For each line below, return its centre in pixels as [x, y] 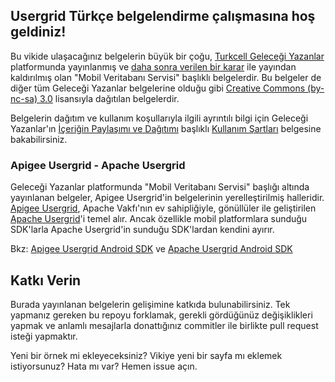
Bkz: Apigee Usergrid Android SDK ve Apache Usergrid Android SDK [151, 249]
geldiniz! [38, 32]
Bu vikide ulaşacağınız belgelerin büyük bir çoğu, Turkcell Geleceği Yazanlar [167, 56]
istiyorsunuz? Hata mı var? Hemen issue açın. [104, 366]
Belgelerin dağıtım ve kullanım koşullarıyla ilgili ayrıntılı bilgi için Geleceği [159, 118]
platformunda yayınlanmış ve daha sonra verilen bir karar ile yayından [153, 66]
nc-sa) [24, 98]
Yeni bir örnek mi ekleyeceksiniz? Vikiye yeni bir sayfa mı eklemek [146, 355]
